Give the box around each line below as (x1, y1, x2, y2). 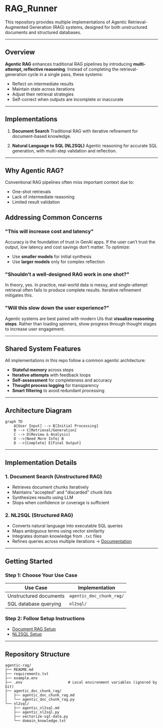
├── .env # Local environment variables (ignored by (5, 680, 158, 685)
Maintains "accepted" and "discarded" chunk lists (12, 489, 112, 495)
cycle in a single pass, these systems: (27, 71, 103, 77)
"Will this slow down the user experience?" (5, 305, 110, 311)
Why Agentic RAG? (5, 166, 64, 174)
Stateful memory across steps (12, 367, 74, 373)
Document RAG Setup (12, 626, 56, 632)
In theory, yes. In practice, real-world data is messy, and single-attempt (5, 282, 148, 288)
